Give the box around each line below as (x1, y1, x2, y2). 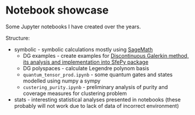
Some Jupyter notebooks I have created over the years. (5, 23, 141, 30)
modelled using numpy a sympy (22, 77, 101, 84)
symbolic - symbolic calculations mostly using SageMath (14, 45, 153, 53)
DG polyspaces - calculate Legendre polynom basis (22, 64, 149, 71)
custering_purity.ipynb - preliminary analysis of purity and (22, 83, 168, 90)
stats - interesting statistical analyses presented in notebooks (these (14, 96, 181, 103)
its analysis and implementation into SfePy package (22, 58, 149, 65)
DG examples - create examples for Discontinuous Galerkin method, (22, 52, 189, 59)
